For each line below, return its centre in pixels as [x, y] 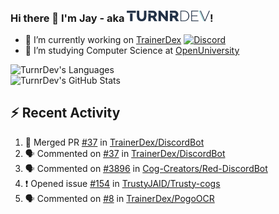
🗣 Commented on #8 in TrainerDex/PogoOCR [119, 198]
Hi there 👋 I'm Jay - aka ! [112, 18]
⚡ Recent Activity [65, 113]
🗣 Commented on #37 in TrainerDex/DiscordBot [125, 153]
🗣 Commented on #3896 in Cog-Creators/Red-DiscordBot [146, 168]
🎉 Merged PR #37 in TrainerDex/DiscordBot [114, 142]
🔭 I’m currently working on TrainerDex [103, 39]
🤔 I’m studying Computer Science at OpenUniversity [132, 50]
